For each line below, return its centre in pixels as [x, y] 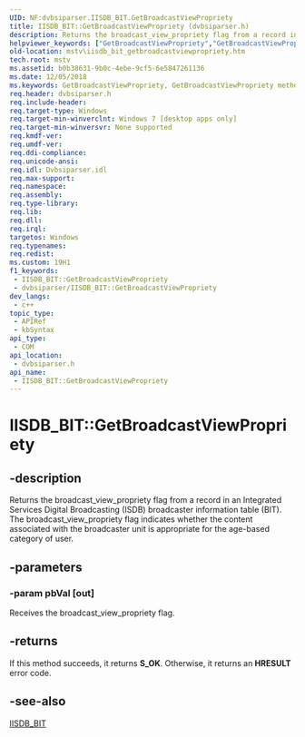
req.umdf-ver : [36, 144]
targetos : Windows [44, 237]
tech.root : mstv [40, 60]
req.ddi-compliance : [49, 152]
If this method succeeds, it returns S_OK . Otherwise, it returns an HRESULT [150, 663]
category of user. [42, 539]
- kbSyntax [34, 330]
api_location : [36, 355]
